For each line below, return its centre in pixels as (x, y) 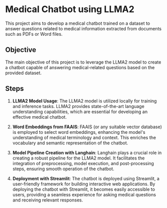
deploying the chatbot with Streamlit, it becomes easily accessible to (83, 189)
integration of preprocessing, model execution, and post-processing (83, 163)
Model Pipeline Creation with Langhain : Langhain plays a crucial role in (87, 152)
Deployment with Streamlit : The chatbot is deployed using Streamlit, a (86, 178)
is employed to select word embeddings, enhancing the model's (79, 132)
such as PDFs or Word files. (34, 34)
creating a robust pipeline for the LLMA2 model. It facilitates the (78, 158)
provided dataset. (23, 73)
